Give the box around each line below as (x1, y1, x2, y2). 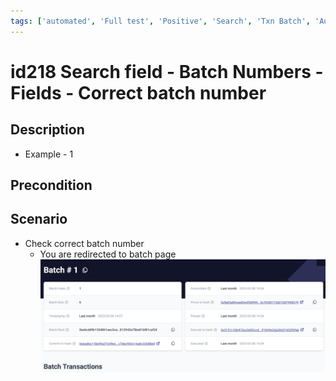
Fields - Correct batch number (10, 81, 267, 104)
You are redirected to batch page (39, 248, 177, 260)
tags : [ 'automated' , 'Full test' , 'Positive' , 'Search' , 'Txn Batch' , (10, 16, 311, 26)
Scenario (10, 211, 68, 228)
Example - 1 (24, 148, 74, 160)
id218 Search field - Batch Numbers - (10, 60, 324, 83)
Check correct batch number (24, 237, 145, 249)
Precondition (10, 177, 93, 194)
